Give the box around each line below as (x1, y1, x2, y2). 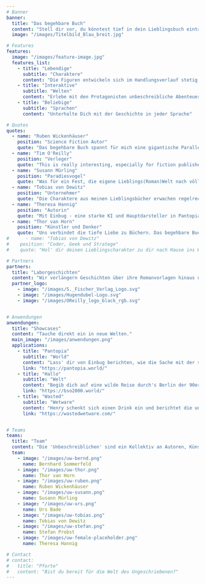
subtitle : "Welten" (22, 88, 72, 95)
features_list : (12, 59, 51, 66)
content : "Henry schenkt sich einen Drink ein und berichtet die (22, 404, 192, 411)
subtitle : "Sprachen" (22, 105, 78, 111)
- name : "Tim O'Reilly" (12, 150, 72, 156)
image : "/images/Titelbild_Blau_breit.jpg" (12, 32, 124, 38)
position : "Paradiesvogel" (17, 173, 86, 179)
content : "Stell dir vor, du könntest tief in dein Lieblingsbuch (12, 26, 184, 32)
